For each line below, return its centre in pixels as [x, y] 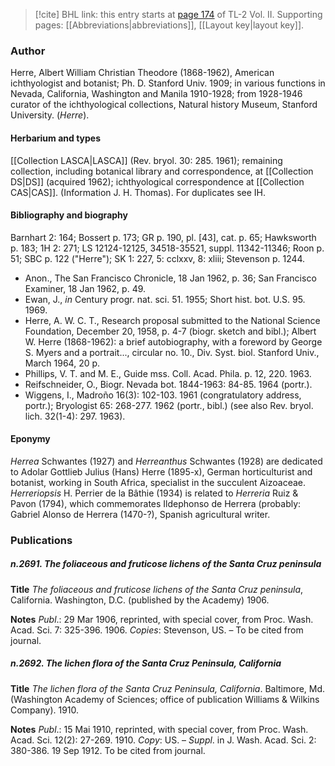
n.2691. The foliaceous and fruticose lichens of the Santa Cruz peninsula [166, 564]
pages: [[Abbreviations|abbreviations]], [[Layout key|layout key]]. [169, 25]
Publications [41, 540]
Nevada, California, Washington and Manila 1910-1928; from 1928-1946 [156, 94]
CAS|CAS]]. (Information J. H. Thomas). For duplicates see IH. [138, 192]
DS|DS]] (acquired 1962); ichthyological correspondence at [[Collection [157, 181]
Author [28, 51]
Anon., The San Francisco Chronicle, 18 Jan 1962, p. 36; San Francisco [170, 278]
